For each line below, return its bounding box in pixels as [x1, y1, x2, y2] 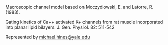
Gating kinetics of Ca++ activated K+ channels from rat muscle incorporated [5, 19, 163, 25]
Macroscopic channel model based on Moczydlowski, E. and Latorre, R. [5, 4, 154, 10]
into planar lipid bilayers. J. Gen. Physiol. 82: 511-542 [5, 24, 115, 30]
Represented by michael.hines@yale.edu [5, 34, 90, 40]
